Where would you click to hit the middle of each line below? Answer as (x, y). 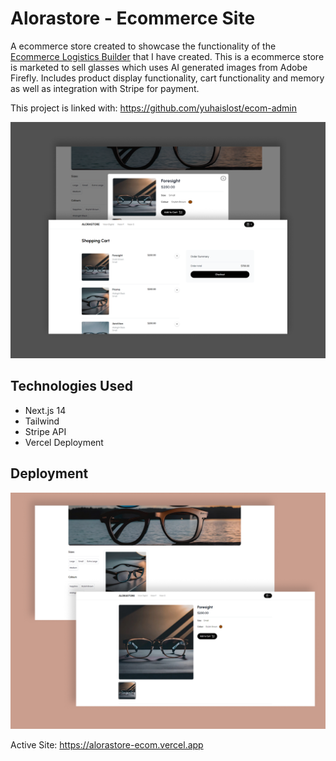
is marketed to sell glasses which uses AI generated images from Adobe (159, 67)
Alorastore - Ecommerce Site (133, 18)
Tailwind (42, 421)
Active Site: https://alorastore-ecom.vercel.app (107, 744)
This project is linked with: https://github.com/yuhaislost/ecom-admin (154, 108)
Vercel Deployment (64, 442)
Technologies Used (71, 386)
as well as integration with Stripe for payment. (105, 88)
